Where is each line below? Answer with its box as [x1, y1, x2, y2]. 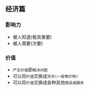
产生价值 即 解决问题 [12, 67, 48, 73]
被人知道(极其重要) [12, 34, 52, 40]
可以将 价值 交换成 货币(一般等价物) [12, 73, 79, 79]
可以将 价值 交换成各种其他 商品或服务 [12, 79, 84, 85]
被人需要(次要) [12, 40, 43, 46]
